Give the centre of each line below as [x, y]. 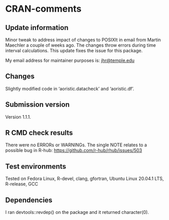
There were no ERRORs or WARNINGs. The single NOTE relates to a [76, 145]
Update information [37, 28]
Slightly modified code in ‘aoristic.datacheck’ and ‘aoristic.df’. [70, 88]
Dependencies [29, 200]
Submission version [37, 105]
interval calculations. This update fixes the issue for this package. [74, 51]
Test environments [36, 166]
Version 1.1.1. [18, 117]
